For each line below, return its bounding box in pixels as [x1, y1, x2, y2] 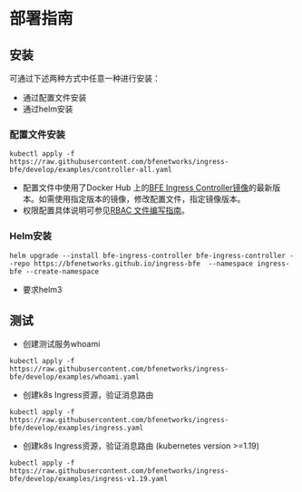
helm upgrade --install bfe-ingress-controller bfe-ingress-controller [9, 251, 286, 260]
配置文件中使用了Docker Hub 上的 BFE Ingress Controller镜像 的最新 [22, 182, 273, 193]
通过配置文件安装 [22, 92, 87, 102]
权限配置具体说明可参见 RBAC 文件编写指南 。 [22, 205, 190, 216]
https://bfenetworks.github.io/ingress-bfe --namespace [33, 259, 254, 268]
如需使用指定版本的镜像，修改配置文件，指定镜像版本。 [38, 194, 246, 205]
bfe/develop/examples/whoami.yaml [9, 372, 141, 381]
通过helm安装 [22, 103, 73, 114]
